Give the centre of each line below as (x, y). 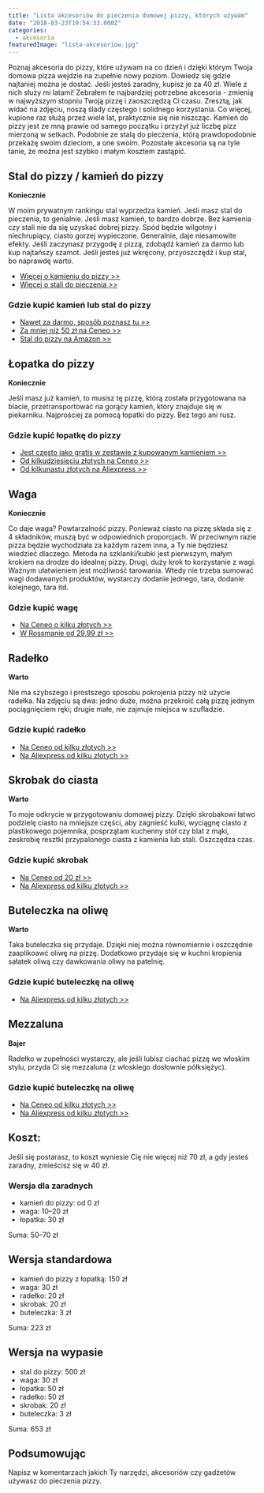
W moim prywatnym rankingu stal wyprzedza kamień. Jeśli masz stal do (125, 210)
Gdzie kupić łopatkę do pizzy (65, 435)
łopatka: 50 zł (42, 1388)
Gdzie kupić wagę (43, 607)
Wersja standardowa (60, 1260)
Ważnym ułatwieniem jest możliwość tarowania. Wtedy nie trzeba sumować (131, 570)
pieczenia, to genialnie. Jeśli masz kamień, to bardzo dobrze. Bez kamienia (130, 219)
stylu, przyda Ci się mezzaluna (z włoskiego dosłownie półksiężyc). (117, 1066)
